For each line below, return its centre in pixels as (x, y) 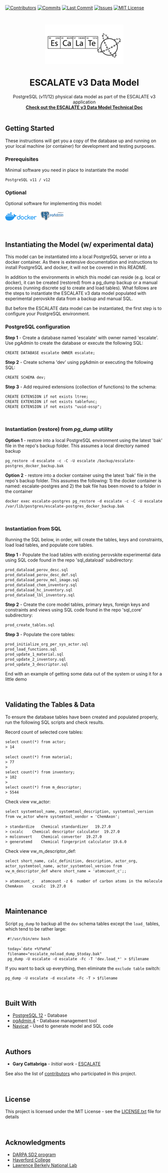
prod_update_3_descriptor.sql (37, 665)
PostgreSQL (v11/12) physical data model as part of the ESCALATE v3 (84, 96)
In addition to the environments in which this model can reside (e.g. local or (83, 277)
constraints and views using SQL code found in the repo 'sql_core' (74, 610)
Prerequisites (22, 159)
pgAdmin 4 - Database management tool (54, 1021)
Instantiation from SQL (33, 528)
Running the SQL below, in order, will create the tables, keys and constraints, (84, 540)
